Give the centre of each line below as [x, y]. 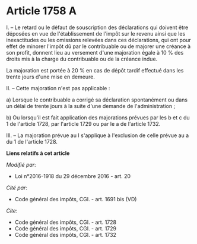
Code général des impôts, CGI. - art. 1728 [66, 222]
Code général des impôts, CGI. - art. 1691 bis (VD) [76, 199]
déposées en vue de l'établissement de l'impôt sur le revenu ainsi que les [96, 33]
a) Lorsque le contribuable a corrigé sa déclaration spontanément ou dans [97, 100]
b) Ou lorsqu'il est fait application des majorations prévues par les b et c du [98, 118]
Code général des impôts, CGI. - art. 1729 [66, 228]
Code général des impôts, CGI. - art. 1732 [66, 235]
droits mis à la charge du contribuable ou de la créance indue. [82, 59]
